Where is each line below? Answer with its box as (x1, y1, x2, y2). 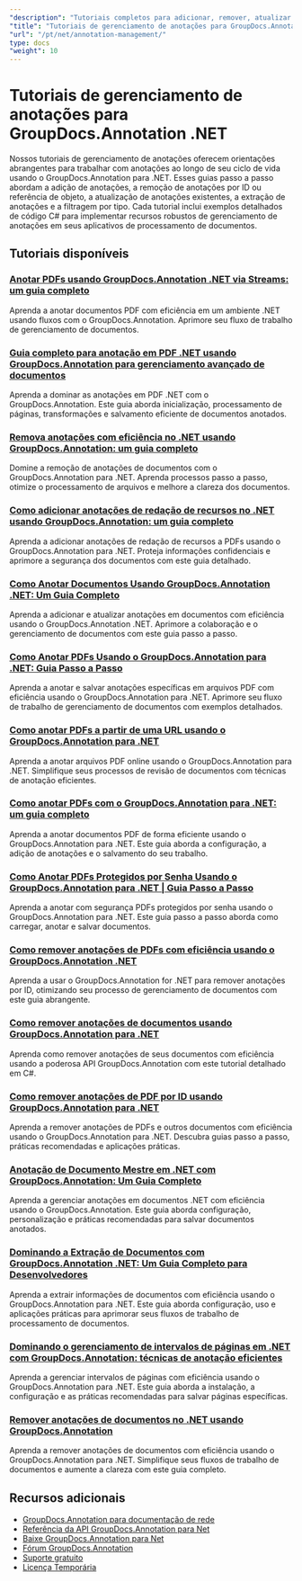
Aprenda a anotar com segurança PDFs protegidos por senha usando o (9, 902, 274, 913)
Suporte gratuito (22, 1552, 84, 1563)
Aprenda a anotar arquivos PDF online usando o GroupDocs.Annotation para (9, 755, 292, 766)
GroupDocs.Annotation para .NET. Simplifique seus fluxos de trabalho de (9, 1454, 280, 1466)
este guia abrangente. (9, 995, 91, 1005)
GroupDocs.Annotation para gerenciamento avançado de (9, 357, 265, 370)
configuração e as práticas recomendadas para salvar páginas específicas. (9, 1390, 289, 1401)
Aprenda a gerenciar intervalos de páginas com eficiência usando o (9, 1371, 261, 1382)
